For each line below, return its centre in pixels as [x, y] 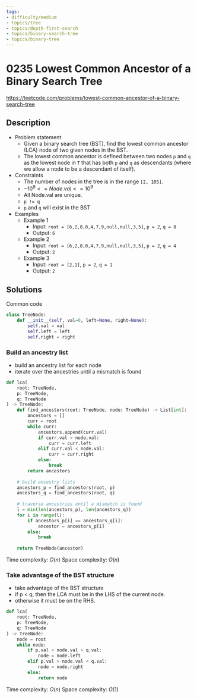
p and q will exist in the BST [57, 208]
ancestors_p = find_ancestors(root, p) [66, 488]
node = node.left [59, 656]
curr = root [42, 421]
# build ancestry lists [46, 482]
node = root [31, 639]
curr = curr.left [70, 443]
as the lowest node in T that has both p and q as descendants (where [107, 162]
